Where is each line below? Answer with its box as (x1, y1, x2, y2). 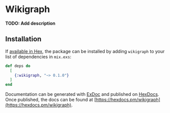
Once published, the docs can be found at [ (5, 97, 96, 103)
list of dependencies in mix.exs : (5, 53, 72, 60)
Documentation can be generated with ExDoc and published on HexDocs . (5, 91, 159, 97)
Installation (5, 35, 42, 43)
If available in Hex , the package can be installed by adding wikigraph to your (5, 48, 165, 54)
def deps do (5, 63, 30, 69)
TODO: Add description (5, 20, 56, 26)
